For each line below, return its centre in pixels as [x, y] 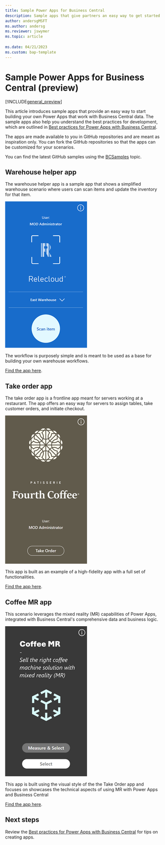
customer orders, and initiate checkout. [45, 409]
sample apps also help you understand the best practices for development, [82, 122]
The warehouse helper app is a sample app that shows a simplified [73, 184]
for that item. [18, 195]
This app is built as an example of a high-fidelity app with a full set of [75, 572]
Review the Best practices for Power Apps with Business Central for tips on [82, 832]
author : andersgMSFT [26, 21]
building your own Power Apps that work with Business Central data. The [80, 116]
